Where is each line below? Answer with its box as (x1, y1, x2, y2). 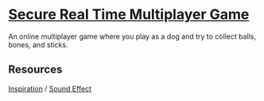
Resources (8, 63, 63, 77)
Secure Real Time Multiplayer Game (8, 6, 250, 24)
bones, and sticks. (8, 39, 68, 49)
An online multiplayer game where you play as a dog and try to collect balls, (8, 32, 257, 41)
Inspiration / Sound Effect (8, 84, 92, 93)
